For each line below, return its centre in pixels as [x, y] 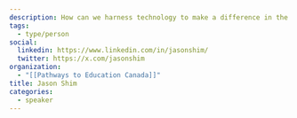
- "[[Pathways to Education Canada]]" [89, 75]
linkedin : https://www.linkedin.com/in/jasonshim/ [113, 51]
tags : [19, 26]
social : [24, 42]
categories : [31, 91]
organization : [36, 67]
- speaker [35, 100]
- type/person [43, 34]
